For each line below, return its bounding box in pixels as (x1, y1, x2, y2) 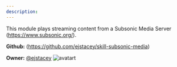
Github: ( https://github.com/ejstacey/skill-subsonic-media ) (6, 43, 150, 50)
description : (6, 8, 38, 15)
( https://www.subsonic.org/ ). (6, 31, 77, 39)
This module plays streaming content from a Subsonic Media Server (6, 25, 172, 32)
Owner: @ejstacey (6, 54, 52, 61)
